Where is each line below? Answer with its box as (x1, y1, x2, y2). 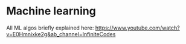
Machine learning (6, 4, 97, 18)
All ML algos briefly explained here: (6, 24, 94, 31)
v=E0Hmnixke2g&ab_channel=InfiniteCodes (6, 30, 116, 37)
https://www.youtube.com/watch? (95, 24, 180, 31)
